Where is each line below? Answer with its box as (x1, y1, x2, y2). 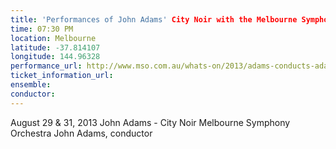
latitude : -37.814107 (10, 42, 101, 53)
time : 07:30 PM (10, 24, 74, 34)
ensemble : (10, 80, 52, 90)
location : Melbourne (10, 33, 97, 43)
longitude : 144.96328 (10, 52, 101, 62)
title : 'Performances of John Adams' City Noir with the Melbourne (10, 14, 298, 25)
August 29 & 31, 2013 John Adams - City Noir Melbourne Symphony (10, 116, 291, 128)
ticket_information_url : (10, 71, 114, 81)
